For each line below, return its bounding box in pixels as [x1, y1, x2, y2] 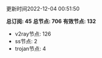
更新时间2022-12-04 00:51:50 [6, 5, 80, 12]
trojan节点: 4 [14, 45, 47, 52]
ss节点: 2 [14, 38, 38, 44]
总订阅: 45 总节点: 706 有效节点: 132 [6, 18, 97, 25]
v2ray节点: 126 [14, 30, 51, 37]
